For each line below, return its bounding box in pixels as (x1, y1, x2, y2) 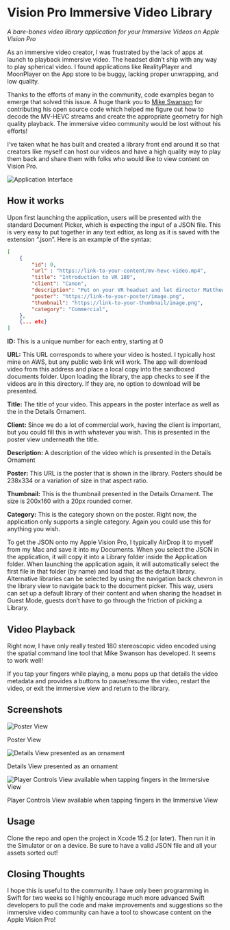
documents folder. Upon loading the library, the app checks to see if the (7, 372, 210, 381)
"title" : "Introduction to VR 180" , (31, 274, 136, 281)
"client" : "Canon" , (31, 280, 88, 287)
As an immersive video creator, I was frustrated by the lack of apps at (7, 48, 203, 56)
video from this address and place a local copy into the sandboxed (7, 365, 195, 374)
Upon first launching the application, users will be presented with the (7, 213, 201, 221)
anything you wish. (7, 525, 60, 533)
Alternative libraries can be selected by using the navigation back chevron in (7, 574, 223, 583)
